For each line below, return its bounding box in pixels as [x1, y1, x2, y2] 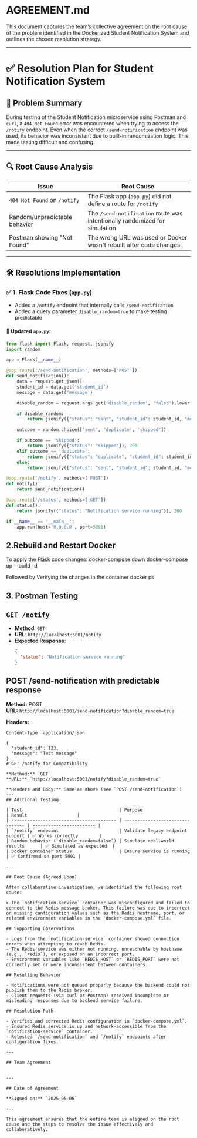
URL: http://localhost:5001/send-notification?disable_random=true [6, 707, 175, 714]
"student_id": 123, [11, 745, 59, 751]
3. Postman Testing [6, 590, 78, 600]
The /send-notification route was [87, 209, 183, 217]
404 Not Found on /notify [9, 195, 80, 204]
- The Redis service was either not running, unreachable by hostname [6, 946, 182, 952]
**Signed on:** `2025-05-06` [6, 1096, 77, 1101]
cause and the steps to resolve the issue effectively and [6, 1121, 154, 1127]
